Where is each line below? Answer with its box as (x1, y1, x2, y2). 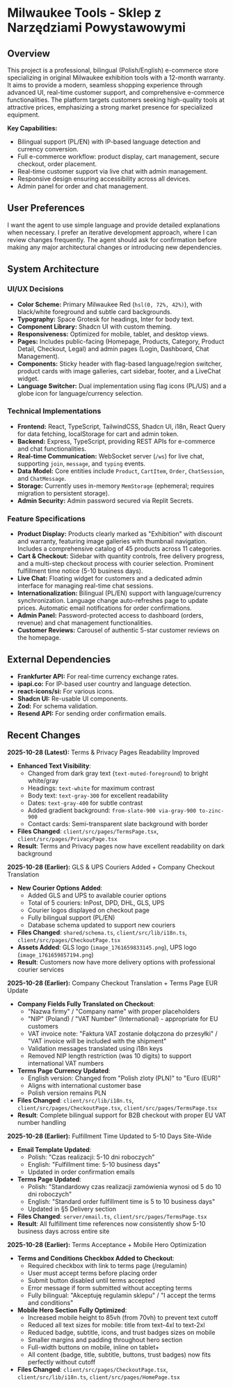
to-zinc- (199, 807, 225, 814)
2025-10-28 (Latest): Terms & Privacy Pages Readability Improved (7, 748, 200, 756)
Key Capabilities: (7, 124, 58, 132)
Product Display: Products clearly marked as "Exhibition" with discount (17, 530, 223, 538)
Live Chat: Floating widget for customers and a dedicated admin (17, 574, 203, 583)
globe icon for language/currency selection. (17, 389, 143, 397)
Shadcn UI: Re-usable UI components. (17, 694, 129, 703)
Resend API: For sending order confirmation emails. (17, 709, 167, 717)
